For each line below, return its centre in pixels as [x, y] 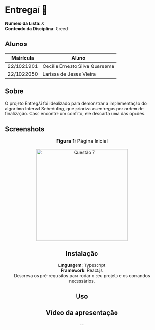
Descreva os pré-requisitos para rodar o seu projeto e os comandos [82, 276]
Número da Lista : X [25, 23]
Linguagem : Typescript [82, 265]
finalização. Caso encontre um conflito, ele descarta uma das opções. [75, 113]
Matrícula [23, 58]
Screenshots [25, 129]
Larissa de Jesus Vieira [69, 74]
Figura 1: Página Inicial [82, 141]
